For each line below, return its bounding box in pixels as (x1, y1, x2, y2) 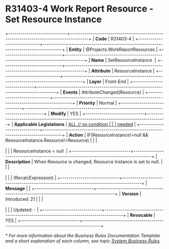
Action (69, 132, 83, 138)
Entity (69, 46, 82, 52)
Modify (50, 110, 67, 116)
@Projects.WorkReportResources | (85, 46, 158, 52)
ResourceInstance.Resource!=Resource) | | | (5, 137, 97, 143)
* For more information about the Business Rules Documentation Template (5, 232, 160, 238)
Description (5, 158, 31, 164)
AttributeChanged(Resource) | (81, 89, 144, 95)
